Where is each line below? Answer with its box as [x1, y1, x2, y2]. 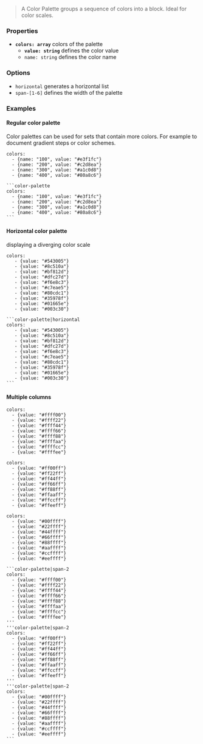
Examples [6, 104, 36, 112]
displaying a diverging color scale [6, 241, 91, 248]
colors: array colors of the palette [15, 41, 103, 48]
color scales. [21, 12, 53, 19]
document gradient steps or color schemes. [6, 139, 116, 146]
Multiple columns [6, 393, 52, 401]
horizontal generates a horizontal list [15, 82, 109, 90]
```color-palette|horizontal [6, 316, 80, 323]
